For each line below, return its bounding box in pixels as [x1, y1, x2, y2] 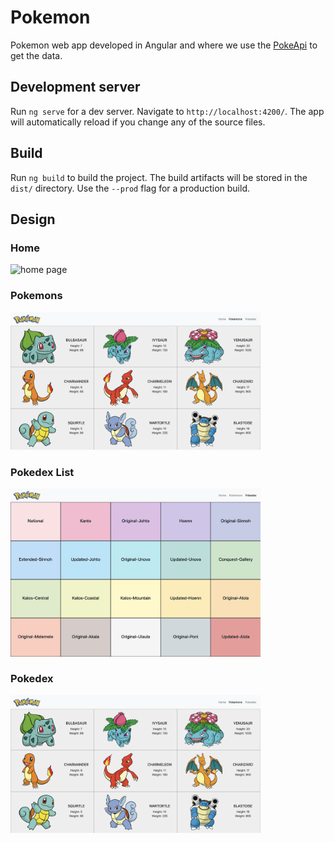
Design [10, 211, 56, 228]
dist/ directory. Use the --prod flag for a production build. [10, 182, 250, 194]
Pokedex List [10, 465, 75, 479]
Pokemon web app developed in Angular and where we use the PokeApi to [10, 39, 318, 51]
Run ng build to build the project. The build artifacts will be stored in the [10, 171, 308, 183]
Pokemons [10, 289, 63, 303]
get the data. [10, 49, 63, 61]
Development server [10, 79, 141, 96]
